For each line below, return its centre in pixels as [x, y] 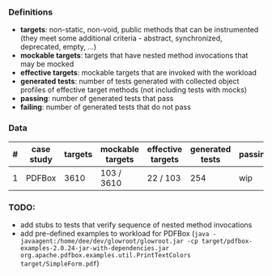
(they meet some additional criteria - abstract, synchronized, [121, 38]
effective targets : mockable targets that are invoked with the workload [138, 73]
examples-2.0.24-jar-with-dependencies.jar [95, 248]
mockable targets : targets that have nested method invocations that [134, 56]
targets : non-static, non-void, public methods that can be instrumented [139, 30]
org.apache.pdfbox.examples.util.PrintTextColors [106, 255]
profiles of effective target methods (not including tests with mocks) [134, 90]
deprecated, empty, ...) [58, 47]
